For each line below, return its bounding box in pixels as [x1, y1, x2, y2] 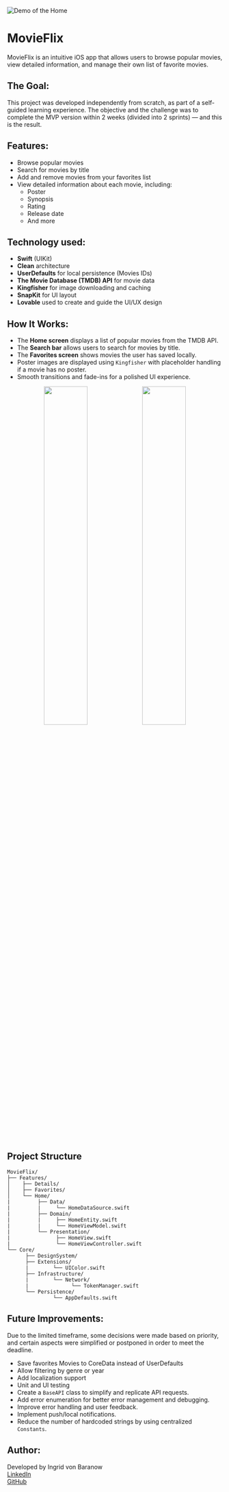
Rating [27, 202, 46, 210]
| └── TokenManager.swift [25, 1282, 139, 1289]
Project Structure [7, 1150, 82, 1162]
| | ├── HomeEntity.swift [7, 1216, 118, 1223]
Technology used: [7, 236, 86, 248]
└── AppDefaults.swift [53, 1295, 118, 1301]
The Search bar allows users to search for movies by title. [16, 343, 180, 352]
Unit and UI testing [16, 1381, 70, 1389]
